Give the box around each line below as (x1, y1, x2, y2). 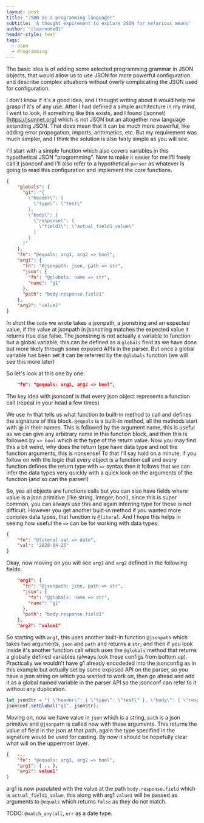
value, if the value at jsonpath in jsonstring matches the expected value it (6, 325, 189, 333)
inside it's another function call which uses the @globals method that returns (6, 647, 197, 654)
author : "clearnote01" (6, 26, 64, 32)
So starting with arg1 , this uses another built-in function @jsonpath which (6, 634, 188, 641)
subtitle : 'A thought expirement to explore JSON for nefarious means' (6, 20, 191, 26)
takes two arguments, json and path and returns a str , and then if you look (6, 640, 193, 647)
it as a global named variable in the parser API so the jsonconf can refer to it (6, 679, 197, 686)
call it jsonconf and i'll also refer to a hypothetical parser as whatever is (6, 159, 185, 167)
